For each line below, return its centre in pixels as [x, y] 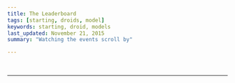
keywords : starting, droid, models [59, 27]
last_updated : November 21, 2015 [56, 33]
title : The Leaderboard [42, 14]
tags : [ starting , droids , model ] [56, 20]
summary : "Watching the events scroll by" [70, 40]
